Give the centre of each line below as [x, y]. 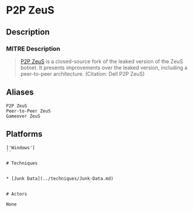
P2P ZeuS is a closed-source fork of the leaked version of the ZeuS [101, 61]
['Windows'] [20, 147]
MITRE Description [33, 49]
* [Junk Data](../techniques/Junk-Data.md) [60, 179]
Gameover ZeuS [23, 116]
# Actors [17, 194]
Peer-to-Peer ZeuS [28, 111]
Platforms [24, 134]
